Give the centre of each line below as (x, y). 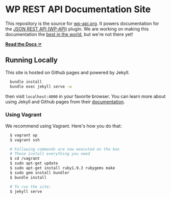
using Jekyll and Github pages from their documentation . (65, 102)
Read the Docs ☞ (23, 44)
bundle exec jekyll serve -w (41, 87)
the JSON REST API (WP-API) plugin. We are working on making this (77, 29)
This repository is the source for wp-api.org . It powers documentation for (82, 23)
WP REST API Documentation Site (78, 9)
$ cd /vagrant (25, 159)
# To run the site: (31, 187)
